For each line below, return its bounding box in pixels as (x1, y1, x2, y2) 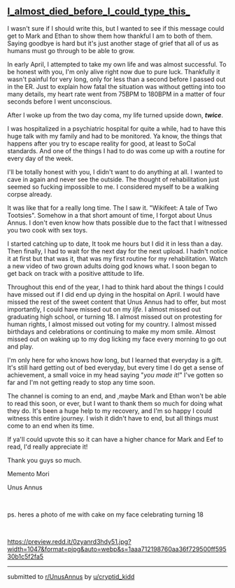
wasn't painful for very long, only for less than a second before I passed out (7, 75, 226, 83)
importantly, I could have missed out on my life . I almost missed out (7, 304, 201, 314)
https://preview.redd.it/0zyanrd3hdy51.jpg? (7, 537, 131, 545)
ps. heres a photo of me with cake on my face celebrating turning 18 (7, 510, 204, 519)
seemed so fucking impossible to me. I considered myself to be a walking (7, 182, 219, 191)
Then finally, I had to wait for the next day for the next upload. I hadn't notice (7, 246, 228, 255)
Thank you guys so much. (7, 456, 82, 464)
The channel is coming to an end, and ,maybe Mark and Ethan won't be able (7, 391, 227, 400)
